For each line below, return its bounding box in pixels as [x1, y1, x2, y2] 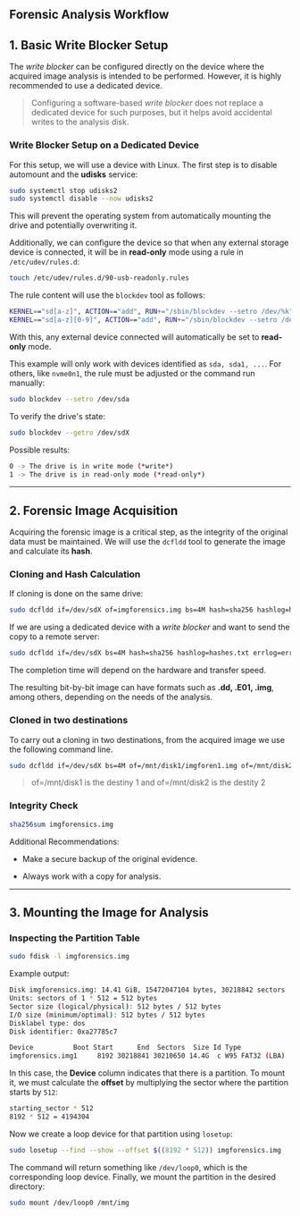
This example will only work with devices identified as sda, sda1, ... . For [9, 358, 282, 369]
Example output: [9, 968, 70, 979]
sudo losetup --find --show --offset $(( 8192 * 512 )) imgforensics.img [9, 1145, 281, 1154]
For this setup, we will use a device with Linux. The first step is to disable [9, 159, 278, 170]
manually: [9, 377, 46, 388]
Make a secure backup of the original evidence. [21, 853, 198, 864]
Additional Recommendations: [9, 836, 120, 847]
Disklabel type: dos [9, 1018, 87, 1027]
